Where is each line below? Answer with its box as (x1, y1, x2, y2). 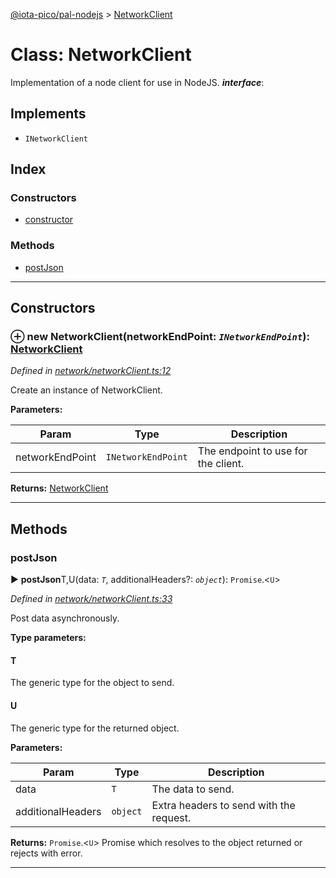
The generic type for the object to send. (10, 677, 175, 689)
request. (151, 810, 192, 824)
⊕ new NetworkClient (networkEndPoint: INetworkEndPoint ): (10, 330, 310, 344)
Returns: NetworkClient (10, 482, 109, 494)
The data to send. (151, 782, 235, 796)
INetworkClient (24, 134, 89, 144)
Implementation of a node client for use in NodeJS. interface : (10, 76, 265, 88)
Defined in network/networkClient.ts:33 (10, 593, 173, 605)
